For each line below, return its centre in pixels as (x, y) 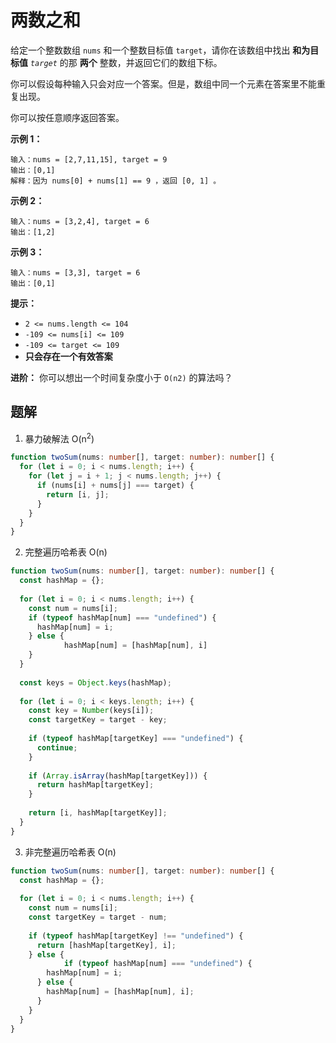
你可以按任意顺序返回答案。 (67, 117)
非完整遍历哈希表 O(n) (70, 852)
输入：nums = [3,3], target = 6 (75, 272)
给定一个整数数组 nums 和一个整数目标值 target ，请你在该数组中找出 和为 (160, 50)
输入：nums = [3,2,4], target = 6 (80, 221)
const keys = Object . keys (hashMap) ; (95, 682)
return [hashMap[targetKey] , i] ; (106, 945)
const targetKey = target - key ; (98, 720)
